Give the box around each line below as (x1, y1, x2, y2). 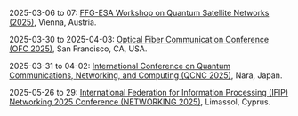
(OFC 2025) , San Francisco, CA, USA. (9, 43, 148, 54)
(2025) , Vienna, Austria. (9, 17, 97, 27)
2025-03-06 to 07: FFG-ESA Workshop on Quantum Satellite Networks (9, 8, 270, 18)
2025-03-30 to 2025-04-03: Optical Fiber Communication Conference (9, 35, 270, 44)
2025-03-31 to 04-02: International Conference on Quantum (9, 61, 231, 71)
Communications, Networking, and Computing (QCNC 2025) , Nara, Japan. (9, 70, 283, 81)
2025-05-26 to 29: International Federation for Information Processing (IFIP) (9, 88, 289, 97)
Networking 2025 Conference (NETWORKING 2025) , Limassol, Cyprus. (9, 97, 271, 107)
